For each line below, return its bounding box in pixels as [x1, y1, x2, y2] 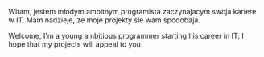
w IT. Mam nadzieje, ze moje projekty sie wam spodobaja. [8, 15, 201, 25]
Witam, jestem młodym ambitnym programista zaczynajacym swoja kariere [8, 7, 257, 16]
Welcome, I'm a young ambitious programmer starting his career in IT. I [8, 31, 244, 40]
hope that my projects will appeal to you [8, 39, 141, 49]
